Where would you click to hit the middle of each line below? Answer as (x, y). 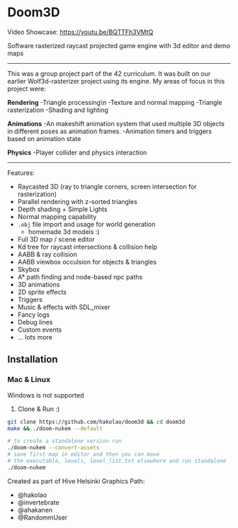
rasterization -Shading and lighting (58, 110)
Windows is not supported (46, 395)
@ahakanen (35, 510)
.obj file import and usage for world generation (86, 224)
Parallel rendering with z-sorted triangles (78, 201)
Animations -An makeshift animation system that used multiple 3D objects (116, 123)
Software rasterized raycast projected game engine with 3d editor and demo (119, 45)
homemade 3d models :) (64, 232)
